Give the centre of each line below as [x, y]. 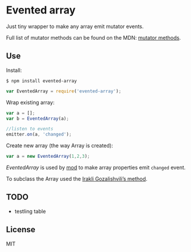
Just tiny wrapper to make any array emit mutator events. [75, 26]
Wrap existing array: [30, 102]
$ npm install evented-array [41, 81]
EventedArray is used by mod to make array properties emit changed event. [96, 168]
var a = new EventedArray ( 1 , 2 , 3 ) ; [48, 156]
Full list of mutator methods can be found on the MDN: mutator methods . [93, 37]
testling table [30, 211]
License [21, 229]
